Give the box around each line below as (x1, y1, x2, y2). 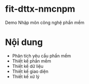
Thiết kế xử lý (12, 73, 40, 79)
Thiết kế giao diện (12, 68, 49, 74)
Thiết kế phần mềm (12, 58, 51, 64)
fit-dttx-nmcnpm (5, 3, 75, 15)
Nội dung (5, 37, 43, 48)
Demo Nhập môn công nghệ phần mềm (5, 20, 85, 25)
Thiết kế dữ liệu (12, 63, 44, 69)
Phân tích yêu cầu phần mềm (12, 53, 71, 59)
